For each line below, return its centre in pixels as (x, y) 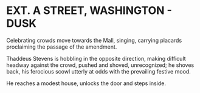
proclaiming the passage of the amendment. (62, 47)
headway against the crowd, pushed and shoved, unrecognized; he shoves (100, 65)
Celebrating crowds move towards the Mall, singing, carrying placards (94, 40)
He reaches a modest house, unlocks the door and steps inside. (86, 83)
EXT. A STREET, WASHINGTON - (89, 11)
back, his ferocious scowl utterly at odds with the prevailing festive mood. (99, 71)
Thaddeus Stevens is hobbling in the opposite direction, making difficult (96, 58)
